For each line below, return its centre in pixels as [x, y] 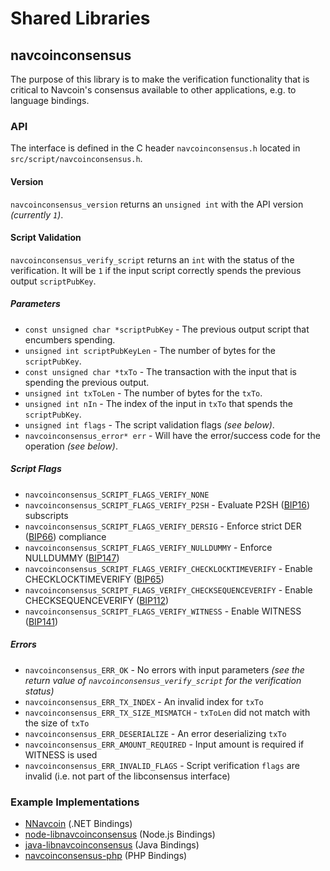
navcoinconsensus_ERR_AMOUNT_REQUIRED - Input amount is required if [164, 744]
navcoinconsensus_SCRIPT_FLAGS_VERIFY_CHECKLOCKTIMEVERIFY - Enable [168, 568]
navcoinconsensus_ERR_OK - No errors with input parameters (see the [164, 669]
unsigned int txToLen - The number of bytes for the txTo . [143, 393]
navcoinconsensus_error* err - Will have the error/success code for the [172, 435]
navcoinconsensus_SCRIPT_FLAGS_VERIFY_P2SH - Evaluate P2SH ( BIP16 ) [167, 504]
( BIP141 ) [41, 621]
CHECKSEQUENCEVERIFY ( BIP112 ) [97, 600]
